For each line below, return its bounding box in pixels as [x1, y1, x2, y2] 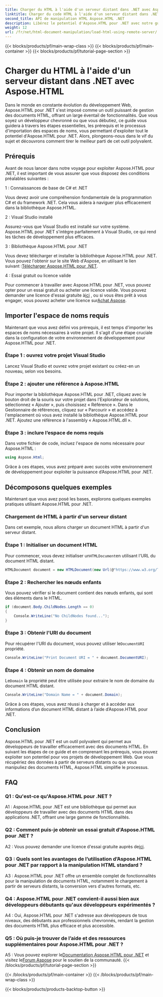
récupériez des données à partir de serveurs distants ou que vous [5, 759, 137, 765]
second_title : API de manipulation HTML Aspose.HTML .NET [5, 16, 125, 21]
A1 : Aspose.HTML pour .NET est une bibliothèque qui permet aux [5, 804, 137, 810]
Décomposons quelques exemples [5, 483, 112, 491]
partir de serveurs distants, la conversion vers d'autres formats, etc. [5, 883, 141, 889]
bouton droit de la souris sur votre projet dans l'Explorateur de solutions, [5, 397, 150, 403]
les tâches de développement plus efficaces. [5, 234, 95, 240]
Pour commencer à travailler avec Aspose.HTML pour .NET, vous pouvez [5, 282, 151, 287]
